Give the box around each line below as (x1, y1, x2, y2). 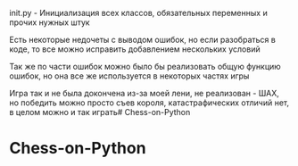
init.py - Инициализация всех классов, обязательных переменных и (9, 8, 268, 18)
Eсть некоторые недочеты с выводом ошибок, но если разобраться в (9, 35, 277, 45)
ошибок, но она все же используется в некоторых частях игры (9, 71, 250, 81)
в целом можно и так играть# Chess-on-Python (9, 107, 191, 117)
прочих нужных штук (9, 17, 91, 28)
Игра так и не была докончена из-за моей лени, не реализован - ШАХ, (9, 88, 279, 98)
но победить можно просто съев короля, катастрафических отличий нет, (9, 97, 290, 108)
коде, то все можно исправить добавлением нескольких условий (9, 44, 261, 54)
